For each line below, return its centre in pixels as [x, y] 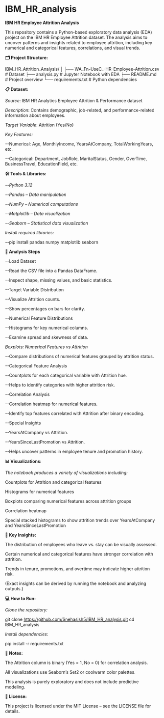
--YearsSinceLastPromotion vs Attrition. [45, 442]
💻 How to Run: [20, 598]
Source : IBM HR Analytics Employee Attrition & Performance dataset [74, 100]
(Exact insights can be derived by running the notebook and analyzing [76, 583]
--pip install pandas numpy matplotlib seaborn [52, 242]
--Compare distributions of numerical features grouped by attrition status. [80, 356]
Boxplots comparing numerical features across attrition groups [68, 501]
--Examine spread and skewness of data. [47, 337]
